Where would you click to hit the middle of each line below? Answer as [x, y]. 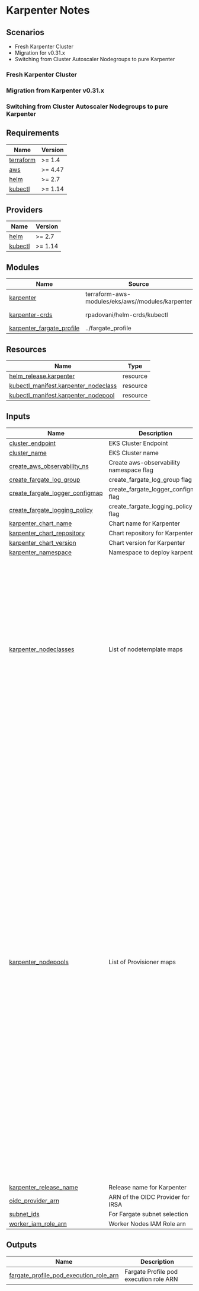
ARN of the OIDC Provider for [149, 1197]
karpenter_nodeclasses [42, 649]
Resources [26, 349]
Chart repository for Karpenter [151, 533]
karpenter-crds [31, 315]
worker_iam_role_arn [38, 1223]
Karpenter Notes [48, 10]
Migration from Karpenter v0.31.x [55, 90]
